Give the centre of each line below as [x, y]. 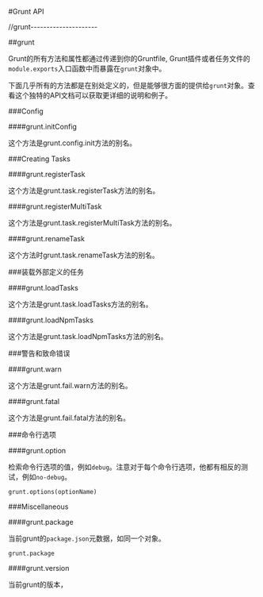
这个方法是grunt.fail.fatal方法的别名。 [69, 418]
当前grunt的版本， [38, 584]
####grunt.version [39, 568]
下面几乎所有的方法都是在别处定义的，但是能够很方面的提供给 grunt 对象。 [128, 85]
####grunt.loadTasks [44, 288]
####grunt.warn [35, 369]
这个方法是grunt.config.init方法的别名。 [72, 143]
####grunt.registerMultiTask [55, 206]
